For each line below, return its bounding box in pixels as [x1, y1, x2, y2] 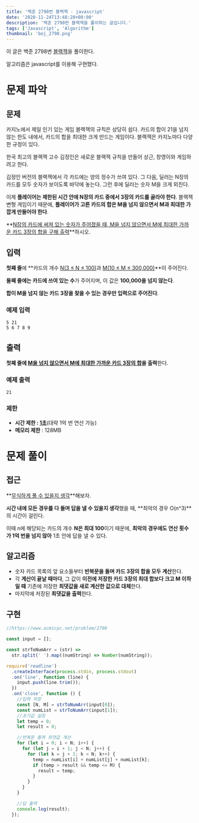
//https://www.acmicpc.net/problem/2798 [6, 625, 108, 632]
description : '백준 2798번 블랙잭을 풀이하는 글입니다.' [6, 20, 131, 26]
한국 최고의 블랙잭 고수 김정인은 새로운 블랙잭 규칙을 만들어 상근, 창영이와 [6, 153, 176, 160]
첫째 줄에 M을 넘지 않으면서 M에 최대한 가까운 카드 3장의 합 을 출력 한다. [6, 360, 169, 367]
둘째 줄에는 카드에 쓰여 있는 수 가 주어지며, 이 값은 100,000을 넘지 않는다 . [6, 277, 174, 284]
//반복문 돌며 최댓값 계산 [17, 734, 71, 740]
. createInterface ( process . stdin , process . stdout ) [11, 669, 137, 674]
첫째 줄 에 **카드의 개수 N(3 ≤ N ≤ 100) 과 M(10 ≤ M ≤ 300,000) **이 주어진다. [6, 264, 189, 271]
